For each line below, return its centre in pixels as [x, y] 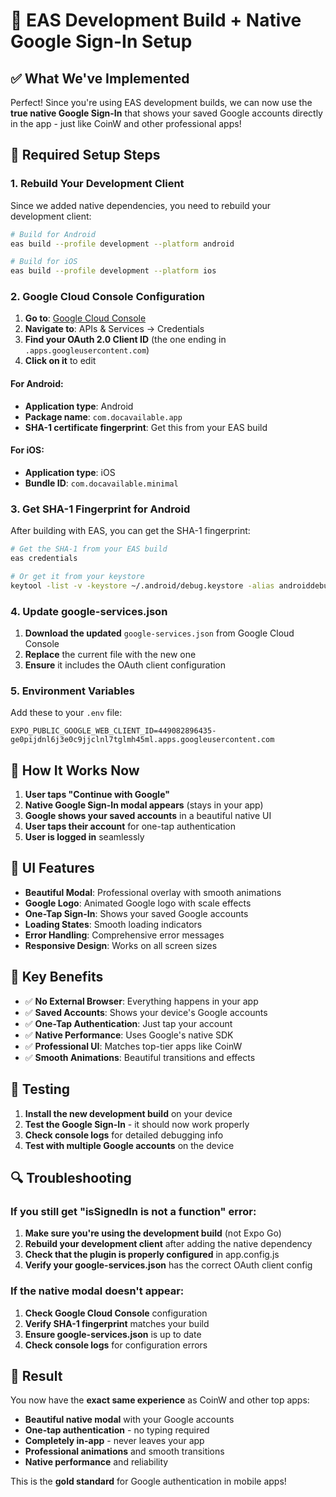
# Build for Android [53, 234]
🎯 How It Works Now [75, 770]
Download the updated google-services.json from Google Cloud [159, 633]
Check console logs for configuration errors [116, 1345]
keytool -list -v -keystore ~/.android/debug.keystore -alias [142, 585]
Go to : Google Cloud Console [85, 318]
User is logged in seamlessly [84, 837]
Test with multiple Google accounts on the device [129, 1145]
